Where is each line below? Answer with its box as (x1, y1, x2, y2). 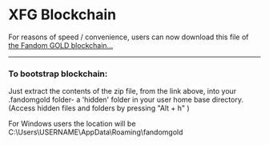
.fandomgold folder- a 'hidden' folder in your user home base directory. (8, 95, 244, 105)
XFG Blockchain (8, 6, 117, 24)
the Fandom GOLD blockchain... (8, 40, 114, 50)
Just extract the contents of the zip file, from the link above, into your (8, 87, 237, 96)
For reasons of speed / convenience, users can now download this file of (8, 32, 250, 42)
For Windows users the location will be (8, 119, 136, 129)
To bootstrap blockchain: (8, 68, 108, 79)
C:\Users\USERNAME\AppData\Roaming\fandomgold (8, 127, 183, 137)
